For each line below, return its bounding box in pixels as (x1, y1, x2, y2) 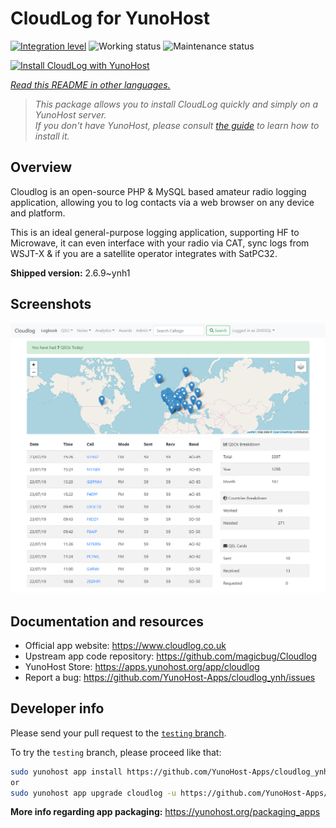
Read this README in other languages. (10, 78, 171, 91)
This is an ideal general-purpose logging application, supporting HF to (10, 226, 300, 238)
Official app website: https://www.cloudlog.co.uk (24, 640, 227, 651)
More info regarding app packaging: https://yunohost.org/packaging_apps (10, 806, 321, 818)
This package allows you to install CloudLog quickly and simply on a (34, 98, 319, 110)
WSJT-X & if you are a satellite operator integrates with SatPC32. (10, 247, 278, 259)
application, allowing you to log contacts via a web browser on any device (10, 196, 315, 208)
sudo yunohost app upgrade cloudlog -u (10, 788, 177, 798)
